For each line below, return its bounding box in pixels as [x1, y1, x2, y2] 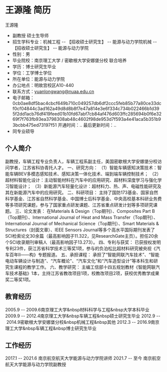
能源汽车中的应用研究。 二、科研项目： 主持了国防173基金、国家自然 [18, 189, 158, 195]
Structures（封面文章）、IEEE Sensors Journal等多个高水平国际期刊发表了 [5, 227, 155, 233]
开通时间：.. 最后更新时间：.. [58, 122, 117, 128]
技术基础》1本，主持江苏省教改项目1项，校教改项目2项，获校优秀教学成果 [9, 270, 160, 276]
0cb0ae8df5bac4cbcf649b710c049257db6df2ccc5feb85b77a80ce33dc [12, 100, 162, 106]
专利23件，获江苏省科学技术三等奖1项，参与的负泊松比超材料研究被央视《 [5, 245, 156, 251]
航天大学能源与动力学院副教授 [5, 362, 66, 368]
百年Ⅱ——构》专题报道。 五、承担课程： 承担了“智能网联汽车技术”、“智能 [9, 252, 160, 258]
